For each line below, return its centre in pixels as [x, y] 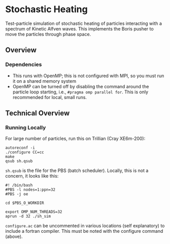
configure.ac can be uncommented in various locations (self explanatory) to [85, 226]
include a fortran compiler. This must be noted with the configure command [84, 231]
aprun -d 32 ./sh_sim [28, 217]
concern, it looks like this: [32, 176]
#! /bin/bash [19, 185]
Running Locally [26, 127]
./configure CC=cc [25, 152]
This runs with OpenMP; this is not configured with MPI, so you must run [88, 76]
